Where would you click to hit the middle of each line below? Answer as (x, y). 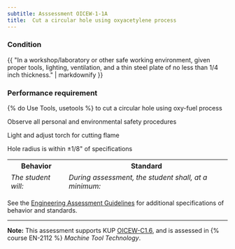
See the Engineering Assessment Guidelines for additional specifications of (116, 203)
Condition (24, 45)
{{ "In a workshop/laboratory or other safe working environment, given (109, 59)
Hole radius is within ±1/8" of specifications (70, 149)
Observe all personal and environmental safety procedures (92, 122)
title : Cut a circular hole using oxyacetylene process (92, 20)
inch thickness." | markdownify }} (55, 75)
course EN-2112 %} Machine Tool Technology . (74, 238)
